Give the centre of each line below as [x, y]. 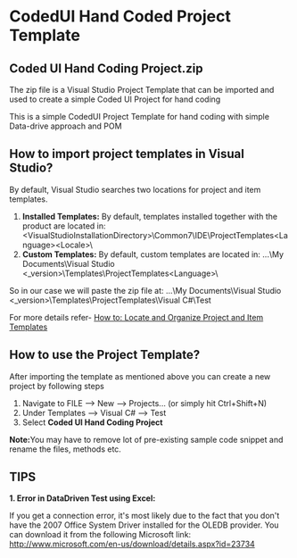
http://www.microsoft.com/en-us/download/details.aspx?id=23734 [132, 544]
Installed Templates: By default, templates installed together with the [150, 216]
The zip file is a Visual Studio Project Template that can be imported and [142, 90]
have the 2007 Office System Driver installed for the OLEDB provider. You [144, 525]
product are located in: [64, 226]
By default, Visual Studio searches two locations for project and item [135, 189]
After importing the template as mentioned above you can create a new [140, 376]
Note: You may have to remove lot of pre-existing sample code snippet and [146, 439]
